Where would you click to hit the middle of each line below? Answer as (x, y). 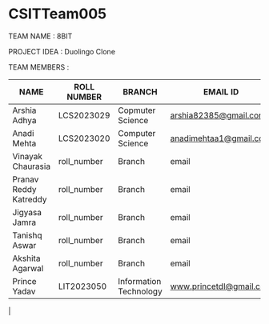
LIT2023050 (82, 286)
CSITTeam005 (58, 14)
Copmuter (137, 110)
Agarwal (28, 268)
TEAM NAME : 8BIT (40, 36)
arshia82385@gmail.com (218, 115)
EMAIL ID (221, 91)
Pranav (26, 179)
